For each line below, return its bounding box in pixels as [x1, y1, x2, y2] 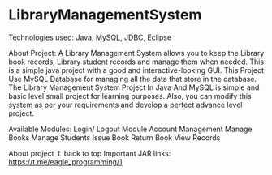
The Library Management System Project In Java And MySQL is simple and [8, 83, 260, 92]
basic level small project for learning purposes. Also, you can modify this [8, 91, 252, 100]
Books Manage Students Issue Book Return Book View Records [8, 132, 221, 143]
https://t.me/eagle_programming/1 [8, 156, 123, 167]
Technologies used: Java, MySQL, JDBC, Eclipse [8, 32, 172, 42]
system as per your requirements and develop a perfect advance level [8, 100, 243, 109]
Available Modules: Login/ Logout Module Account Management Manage [8, 124, 253, 134]
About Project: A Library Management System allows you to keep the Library [8, 48, 265, 58]
